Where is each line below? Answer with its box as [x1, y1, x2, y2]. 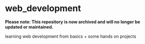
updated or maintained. [5, 24, 53, 29]
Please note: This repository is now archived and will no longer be [5, 19, 141, 25]
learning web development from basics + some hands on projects [5, 33, 137, 39]
